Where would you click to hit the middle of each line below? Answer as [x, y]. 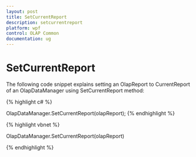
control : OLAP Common [33, 34]
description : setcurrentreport [44, 22]
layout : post [22, 11]
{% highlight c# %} [29, 102]
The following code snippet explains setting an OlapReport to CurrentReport [98, 84]
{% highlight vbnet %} [33, 125]
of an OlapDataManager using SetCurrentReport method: [75, 90]
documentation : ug [29, 39]
